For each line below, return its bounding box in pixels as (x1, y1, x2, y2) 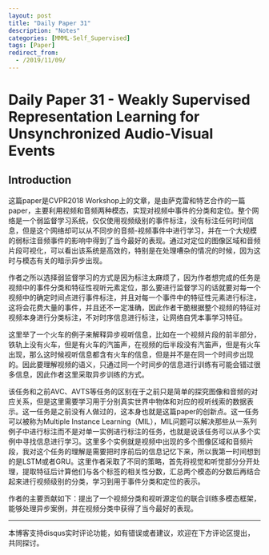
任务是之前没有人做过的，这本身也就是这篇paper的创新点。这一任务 (35, 406, 259, 416)
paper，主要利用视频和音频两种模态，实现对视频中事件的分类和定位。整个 (8, 206, 252, 215)
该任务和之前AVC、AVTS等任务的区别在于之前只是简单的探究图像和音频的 (8, 386, 251, 396)
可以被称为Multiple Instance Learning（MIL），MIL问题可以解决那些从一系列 (8, 417, 258, 426)
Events (8, 142, 56, 160)
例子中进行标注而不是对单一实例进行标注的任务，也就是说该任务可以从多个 (8, 426, 254, 436)
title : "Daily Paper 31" (8, 19, 91, 27)
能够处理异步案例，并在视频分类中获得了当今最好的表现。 (8, 503, 198, 513)
